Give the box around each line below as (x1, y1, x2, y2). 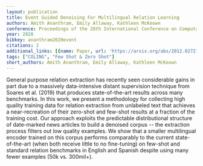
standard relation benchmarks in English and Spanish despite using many (6, 146, 189, 154)
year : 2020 (6, 31, 34, 37)
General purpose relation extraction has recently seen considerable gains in (6, 76, 195, 83)
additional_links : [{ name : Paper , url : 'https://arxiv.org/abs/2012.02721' (6, 48, 201, 54)
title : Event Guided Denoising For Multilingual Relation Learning (6, 14, 180, 21)
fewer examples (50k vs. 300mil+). (6, 153, 94, 160)
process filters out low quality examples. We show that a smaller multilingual (6, 127, 196, 135)
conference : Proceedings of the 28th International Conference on (6, 25, 177, 32)
